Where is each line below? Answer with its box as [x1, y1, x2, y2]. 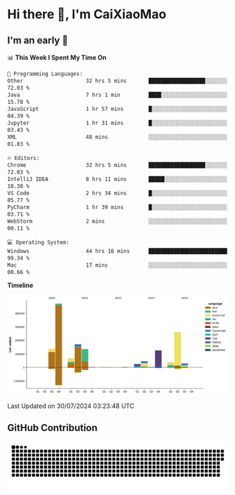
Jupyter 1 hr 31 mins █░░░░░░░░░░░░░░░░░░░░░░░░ [7, 119, 228, 126]
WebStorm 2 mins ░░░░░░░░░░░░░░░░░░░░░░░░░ [7, 218, 228, 225]
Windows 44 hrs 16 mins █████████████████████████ [7, 248, 228, 255]
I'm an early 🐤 [7, 34, 69, 46]
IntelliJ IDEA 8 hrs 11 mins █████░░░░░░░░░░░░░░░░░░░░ [7, 176, 228, 183]
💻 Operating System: [7, 239, 70, 246]
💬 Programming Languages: [7, 70, 83, 77]
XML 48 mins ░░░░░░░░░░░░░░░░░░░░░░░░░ [7, 133, 228, 140]
